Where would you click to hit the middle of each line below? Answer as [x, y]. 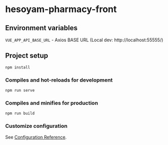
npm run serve [20, 91]
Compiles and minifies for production [52, 103]
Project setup [27, 56]
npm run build [20, 114]
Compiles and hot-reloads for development [59, 80]
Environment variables [41, 28]
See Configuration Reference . [36, 137]
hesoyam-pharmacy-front [61, 9]
